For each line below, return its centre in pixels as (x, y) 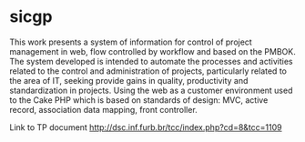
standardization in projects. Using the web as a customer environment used (151, 90)
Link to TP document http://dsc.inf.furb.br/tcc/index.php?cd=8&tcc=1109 (146, 127)
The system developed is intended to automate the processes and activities (151, 61)
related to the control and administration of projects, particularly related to (148, 71)
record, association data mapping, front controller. (103, 109)
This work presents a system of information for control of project (131, 42)
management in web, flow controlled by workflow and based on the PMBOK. (152, 51)
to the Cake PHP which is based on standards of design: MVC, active (139, 100)
